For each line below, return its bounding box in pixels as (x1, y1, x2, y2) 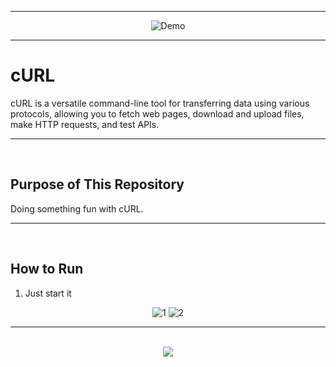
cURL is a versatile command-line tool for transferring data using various (10, 97, 310, 109)
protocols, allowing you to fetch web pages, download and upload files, (10, 107, 305, 120)
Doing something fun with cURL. (10, 202, 144, 215)
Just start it (24, 287, 72, 299)
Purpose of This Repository (10, 176, 185, 193)
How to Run (10, 261, 84, 278)
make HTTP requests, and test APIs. (10, 118, 160, 130)
